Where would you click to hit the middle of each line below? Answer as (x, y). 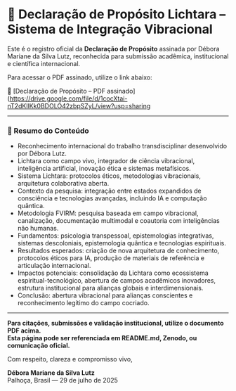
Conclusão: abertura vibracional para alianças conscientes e (105, 295)
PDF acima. (24, 331)
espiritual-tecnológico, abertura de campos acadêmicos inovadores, (117, 281)
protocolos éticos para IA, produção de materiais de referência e (111, 258)
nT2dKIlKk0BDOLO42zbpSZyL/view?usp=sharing (79, 105)
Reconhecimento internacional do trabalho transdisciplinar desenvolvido (122, 146)
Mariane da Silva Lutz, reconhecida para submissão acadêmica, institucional (118, 56)
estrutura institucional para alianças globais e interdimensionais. (110, 288)
